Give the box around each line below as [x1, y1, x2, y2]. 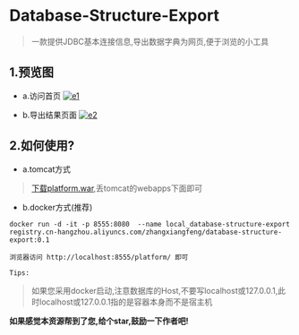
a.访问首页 [21, 90, 61, 101]
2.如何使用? [9, 138, 74, 153]
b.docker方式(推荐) [21, 202, 93, 212]
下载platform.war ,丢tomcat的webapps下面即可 [30, 183, 203, 193]
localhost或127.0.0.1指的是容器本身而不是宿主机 [38, 296, 213, 307]
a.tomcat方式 [21, 163, 72, 175]
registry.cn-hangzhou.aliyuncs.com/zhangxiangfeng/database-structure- [9, 228, 282, 236]
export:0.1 [9, 235, 50, 245]
